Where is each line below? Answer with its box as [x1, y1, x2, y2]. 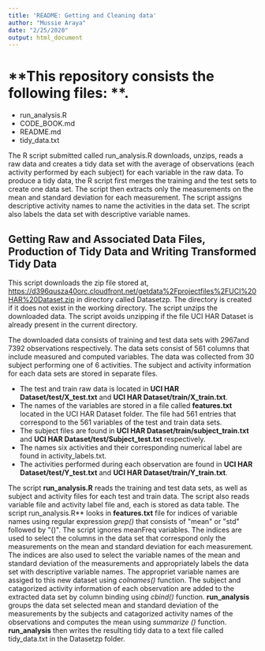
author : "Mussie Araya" [8, 19, 87, 27]
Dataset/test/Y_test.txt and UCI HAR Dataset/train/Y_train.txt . [19, 468, 228, 477]
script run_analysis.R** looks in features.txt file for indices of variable [8, 508, 238, 518]
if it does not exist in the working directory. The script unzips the [8, 303, 218, 312]
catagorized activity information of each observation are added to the [8, 584, 234, 593]
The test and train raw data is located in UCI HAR [19, 384, 180, 393]
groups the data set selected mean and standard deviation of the [8, 600, 219, 610]
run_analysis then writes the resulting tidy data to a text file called [8, 626, 224, 635]
